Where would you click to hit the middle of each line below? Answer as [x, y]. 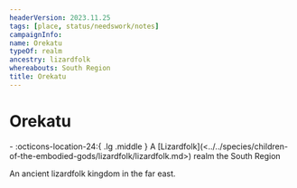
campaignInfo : [36, 34]
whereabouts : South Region [60, 69]
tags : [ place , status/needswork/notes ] [84, 26]
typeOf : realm [36, 52]
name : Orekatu [36, 43]
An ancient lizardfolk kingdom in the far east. [93, 174]
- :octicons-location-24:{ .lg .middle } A [83, 146]
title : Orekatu [38, 77]
